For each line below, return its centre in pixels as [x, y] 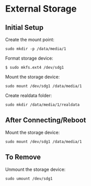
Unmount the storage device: [35, 169]
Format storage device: [29, 58]
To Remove [23, 157]
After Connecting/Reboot [46, 120]
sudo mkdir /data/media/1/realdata [42, 105]
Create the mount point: [30, 39]
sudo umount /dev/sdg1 [29, 178]
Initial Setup [24, 28]
